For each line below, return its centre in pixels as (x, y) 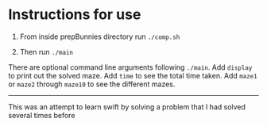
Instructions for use (75, 15)
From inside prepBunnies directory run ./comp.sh (100, 36)
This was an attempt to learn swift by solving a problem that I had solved (127, 107)
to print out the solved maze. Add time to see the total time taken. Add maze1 (133, 75)
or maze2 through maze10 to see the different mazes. (92, 84)
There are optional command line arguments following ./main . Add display (130, 67)
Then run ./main (46, 52)
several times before (42, 115)
